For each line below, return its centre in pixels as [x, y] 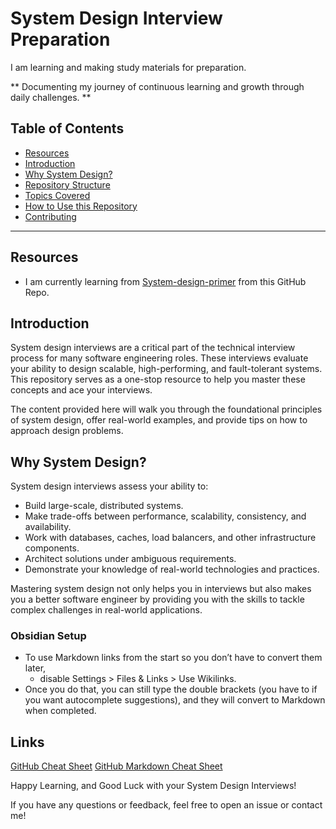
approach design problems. [67, 431]
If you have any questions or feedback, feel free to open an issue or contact [166, 805]
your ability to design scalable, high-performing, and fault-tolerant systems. [166, 369]
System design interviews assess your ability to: [109, 486]
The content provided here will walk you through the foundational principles [166, 409]
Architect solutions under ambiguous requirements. [130, 559]
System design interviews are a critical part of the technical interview [153, 348]
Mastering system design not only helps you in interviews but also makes [161, 589]
